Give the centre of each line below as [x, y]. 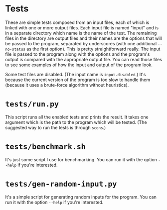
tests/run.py [32, 104]
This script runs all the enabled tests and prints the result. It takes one [77, 117]
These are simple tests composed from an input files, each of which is [77, 22]
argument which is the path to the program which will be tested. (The [76, 122]
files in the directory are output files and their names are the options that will [83, 38]
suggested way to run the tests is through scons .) [56, 127]
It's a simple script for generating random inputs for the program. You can [81, 197]
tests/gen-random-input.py [61, 184]
